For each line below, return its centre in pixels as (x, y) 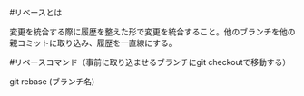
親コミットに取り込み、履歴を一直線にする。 (93, 43)
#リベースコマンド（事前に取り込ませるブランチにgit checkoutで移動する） (150, 62)
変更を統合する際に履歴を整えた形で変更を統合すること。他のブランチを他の (152, 32)
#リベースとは (36, 12)
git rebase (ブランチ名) (52, 82)
